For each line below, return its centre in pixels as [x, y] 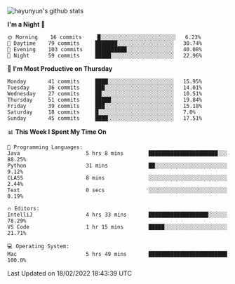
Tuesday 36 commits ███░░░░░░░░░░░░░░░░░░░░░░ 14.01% [105, 88]
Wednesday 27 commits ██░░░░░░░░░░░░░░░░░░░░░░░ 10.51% [105, 94]
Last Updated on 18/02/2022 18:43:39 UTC [69, 273]
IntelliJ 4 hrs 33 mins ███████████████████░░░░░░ [117, 215]
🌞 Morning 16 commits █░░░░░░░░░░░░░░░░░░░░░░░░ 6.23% [104, 37]
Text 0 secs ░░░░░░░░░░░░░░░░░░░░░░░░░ [117, 190]
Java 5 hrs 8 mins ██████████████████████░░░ [117, 154]
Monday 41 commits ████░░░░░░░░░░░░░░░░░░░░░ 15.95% [105, 81]
